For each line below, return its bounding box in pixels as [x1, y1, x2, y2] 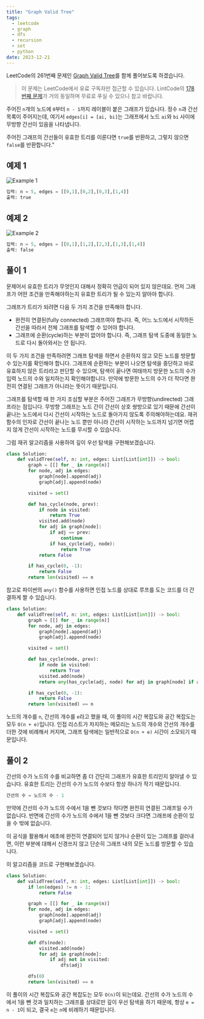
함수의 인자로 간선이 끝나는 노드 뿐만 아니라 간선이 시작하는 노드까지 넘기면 [6, 418, 183, 425]
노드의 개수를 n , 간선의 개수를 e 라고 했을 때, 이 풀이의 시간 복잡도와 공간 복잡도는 [6, 713, 196, 721]
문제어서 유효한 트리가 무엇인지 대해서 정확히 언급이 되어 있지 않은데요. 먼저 [6, 283, 185, 290]
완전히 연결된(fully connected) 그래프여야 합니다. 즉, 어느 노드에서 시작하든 [15, 316, 194, 323]
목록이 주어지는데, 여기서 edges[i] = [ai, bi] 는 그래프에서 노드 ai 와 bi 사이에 [6, 113, 195, 120]
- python [12, 49, 34, 55]
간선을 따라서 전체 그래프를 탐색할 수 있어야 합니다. [15, 323, 135, 331]
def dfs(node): [28, 939, 67, 946]
